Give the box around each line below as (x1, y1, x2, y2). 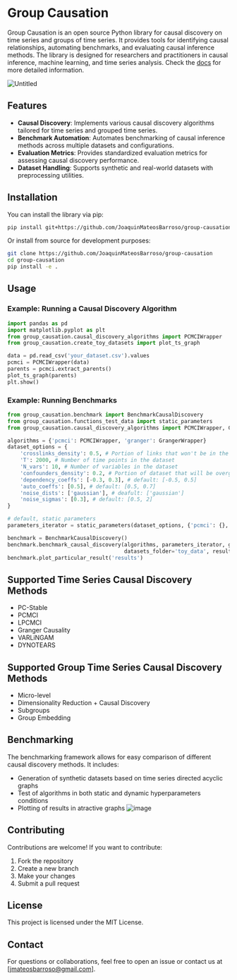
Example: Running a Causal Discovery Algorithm (7, 304, 177, 314)
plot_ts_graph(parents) (7, 372, 78, 379)
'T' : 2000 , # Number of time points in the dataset (20, 457, 175, 464)
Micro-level (17, 691, 51, 699)
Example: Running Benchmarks (7, 395, 118, 405)
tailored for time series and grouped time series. (17, 125, 158, 135)
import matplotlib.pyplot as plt (7, 326, 106, 333)
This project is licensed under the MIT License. (7, 918, 144, 926)
